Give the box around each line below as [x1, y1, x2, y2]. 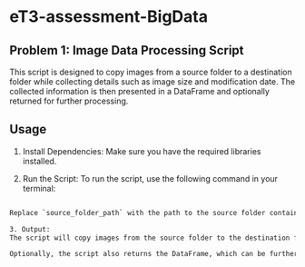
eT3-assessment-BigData [9, 6, 209, 27]
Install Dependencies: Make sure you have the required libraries [22, 145, 261, 156]
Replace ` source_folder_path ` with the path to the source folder [9, 208, 266, 217]
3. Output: [9, 224, 51, 233]
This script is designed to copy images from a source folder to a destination [9, 66, 292, 77]
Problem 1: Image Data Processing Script [9, 43, 244, 58]
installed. [22, 155, 57, 166]
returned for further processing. [9, 95, 129, 106]
